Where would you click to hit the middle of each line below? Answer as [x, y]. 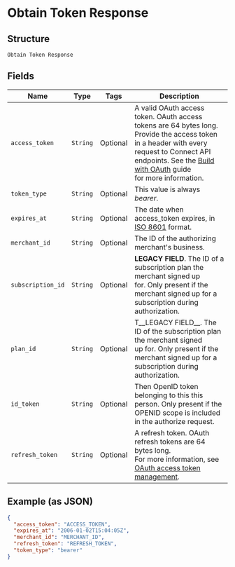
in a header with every [171, 143]
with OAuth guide [163, 169]
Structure [29, 39]
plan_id [23, 349]
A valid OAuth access [169, 108]
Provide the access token [176, 134]
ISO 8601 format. [163, 227]
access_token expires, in [175, 218]
